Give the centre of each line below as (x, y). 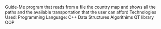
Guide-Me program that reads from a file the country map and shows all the (80, 7)
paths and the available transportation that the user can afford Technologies (81, 12)
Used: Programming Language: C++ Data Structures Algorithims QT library (80, 17)
